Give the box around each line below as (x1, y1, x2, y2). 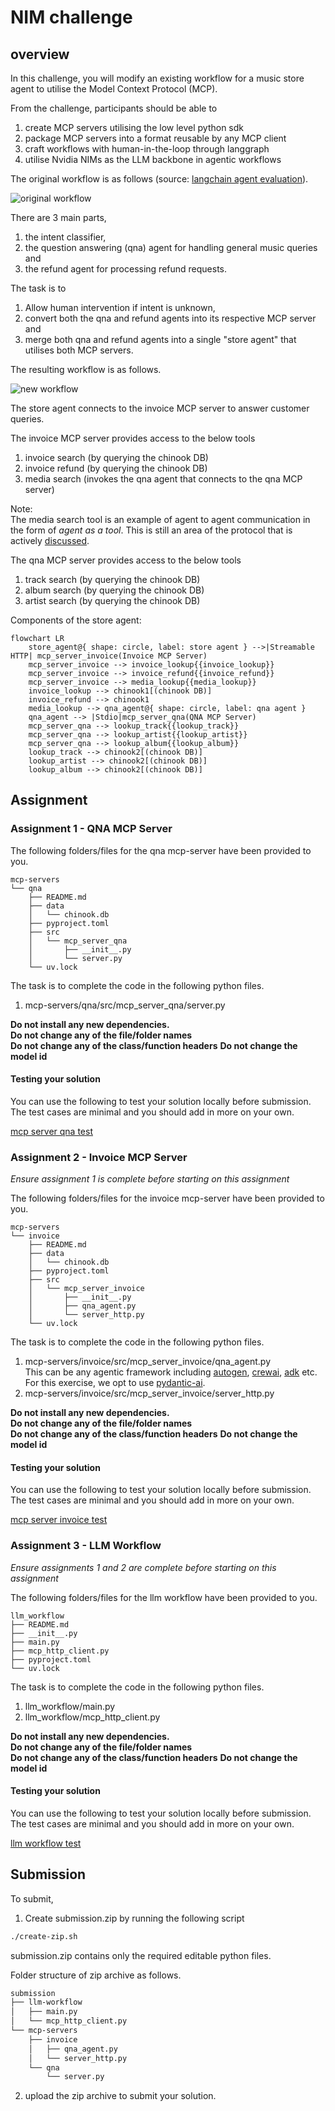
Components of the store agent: (10, 614, 142, 626)
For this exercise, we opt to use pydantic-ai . (24, 1377, 206, 1389)
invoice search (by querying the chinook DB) (24, 452, 209, 463)
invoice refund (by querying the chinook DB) (24, 462, 208, 474)
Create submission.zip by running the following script (24, 1912, 245, 1924)
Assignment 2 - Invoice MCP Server (10, 1150, 188, 1164)
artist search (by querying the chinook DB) (24, 595, 201, 606)
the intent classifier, (24, 231, 107, 243)
